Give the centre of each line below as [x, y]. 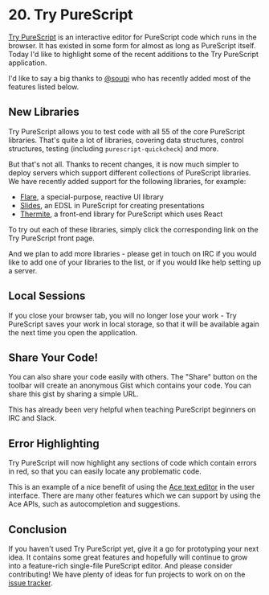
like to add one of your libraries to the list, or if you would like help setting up [135, 262]
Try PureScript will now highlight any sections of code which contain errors [132, 463]
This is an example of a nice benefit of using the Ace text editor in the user [132, 487]
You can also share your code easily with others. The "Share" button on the [133, 377]
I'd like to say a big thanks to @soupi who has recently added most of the [130, 78]
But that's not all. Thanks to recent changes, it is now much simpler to [124, 164]
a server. [23, 270]
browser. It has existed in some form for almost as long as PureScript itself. [132, 45]
